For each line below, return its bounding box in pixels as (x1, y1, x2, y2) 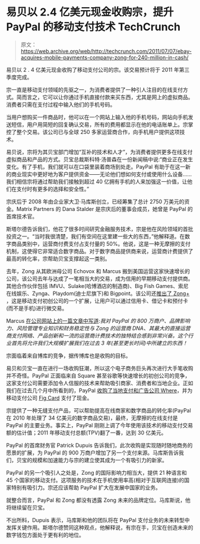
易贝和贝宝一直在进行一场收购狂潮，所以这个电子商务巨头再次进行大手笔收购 (6, 364, 193, 372)
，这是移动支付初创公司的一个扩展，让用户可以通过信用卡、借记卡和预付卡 (6, 297, 188, 304)
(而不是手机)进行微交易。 (6, 305, 68, 312)
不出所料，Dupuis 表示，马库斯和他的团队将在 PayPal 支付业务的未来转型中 (6, 516, 190, 523)
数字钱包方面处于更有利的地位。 (6, 531, 84, 538)
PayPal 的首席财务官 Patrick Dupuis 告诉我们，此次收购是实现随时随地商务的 (6, 441, 193, 449)
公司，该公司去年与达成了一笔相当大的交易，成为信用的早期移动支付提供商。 (6, 275, 193, 282)
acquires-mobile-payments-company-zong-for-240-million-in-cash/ (20, 54, 189, 61)
